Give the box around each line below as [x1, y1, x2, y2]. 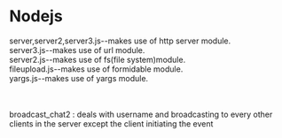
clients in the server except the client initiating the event [9, 118, 214, 129]
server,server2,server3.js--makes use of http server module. [9, 35, 231, 46]
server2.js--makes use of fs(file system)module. [9, 54, 186, 65]
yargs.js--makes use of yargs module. [9, 73, 149, 83]
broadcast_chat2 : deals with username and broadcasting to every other [9, 109, 273, 119]
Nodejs [9, 6, 64, 27]
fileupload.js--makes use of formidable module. [9, 64, 184, 74]
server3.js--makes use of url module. [9, 44, 145, 55]
